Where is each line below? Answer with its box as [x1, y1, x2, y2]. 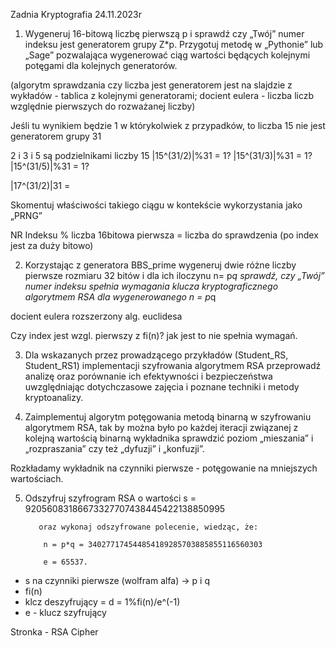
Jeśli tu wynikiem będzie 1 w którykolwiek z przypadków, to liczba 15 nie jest [10, 120, 326, 131]
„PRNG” [10, 210, 43, 221]
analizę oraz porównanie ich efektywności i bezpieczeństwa [24, 370, 273, 382]
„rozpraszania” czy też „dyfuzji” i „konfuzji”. [24, 443, 205, 454]
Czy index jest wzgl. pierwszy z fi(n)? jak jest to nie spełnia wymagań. [10, 330, 298, 341]
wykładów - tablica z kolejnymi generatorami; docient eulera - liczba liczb [10, 90, 315, 101]
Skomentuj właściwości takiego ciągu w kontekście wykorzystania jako [10, 199, 303, 211]
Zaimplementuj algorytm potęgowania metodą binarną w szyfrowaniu [24, 411, 312, 423]
